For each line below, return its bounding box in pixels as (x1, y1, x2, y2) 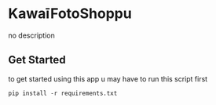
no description (8, 31, 55, 40)
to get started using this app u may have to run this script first (8, 74, 208, 83)
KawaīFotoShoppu (8, 5, 132, 23)
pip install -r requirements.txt (8, 89, 118, 97)
